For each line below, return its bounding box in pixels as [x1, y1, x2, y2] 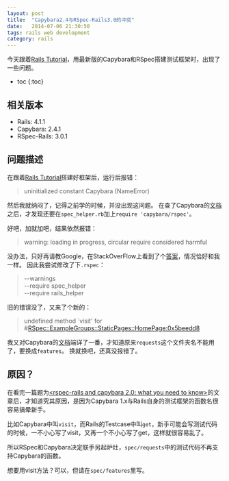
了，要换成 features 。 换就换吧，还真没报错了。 [7, 347, 142, 355]
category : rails [7, 36, 53, 42]
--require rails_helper [23, 288, 84, 297]
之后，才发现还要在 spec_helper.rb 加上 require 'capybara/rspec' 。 [7, 210, 196, 218]
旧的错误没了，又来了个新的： [7, 303, 91, 311]
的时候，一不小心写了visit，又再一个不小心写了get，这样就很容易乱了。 [7, 428, 207, 436]
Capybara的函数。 [12, 452, 65, 460]
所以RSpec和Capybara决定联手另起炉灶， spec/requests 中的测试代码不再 [7, 443, 213, 451]
